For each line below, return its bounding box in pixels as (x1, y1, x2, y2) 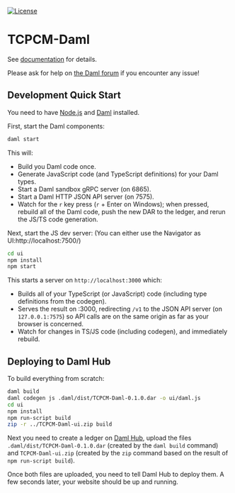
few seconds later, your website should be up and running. (7, 477, 178, 486)
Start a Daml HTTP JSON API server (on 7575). (17, 192, 154, 201)
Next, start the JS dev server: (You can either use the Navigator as (7, 228, 202, 237)
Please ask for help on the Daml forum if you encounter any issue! (7, 68, 200, 77)
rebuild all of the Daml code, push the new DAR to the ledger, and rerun (17, 207, 226, 216)
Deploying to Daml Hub (7, 355, 111, 367)
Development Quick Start (7, 89, 122, 101)
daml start (7, 135, 40, 143)
